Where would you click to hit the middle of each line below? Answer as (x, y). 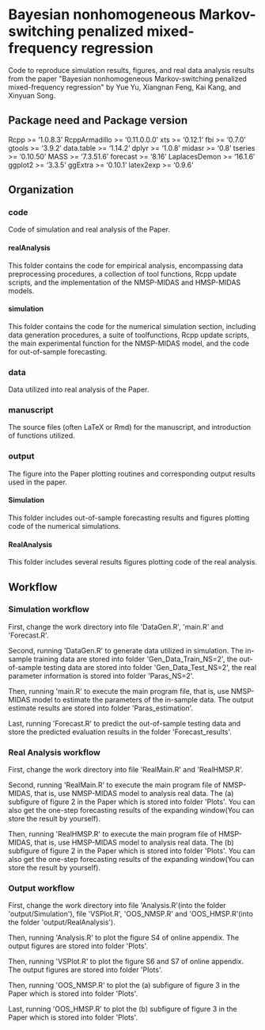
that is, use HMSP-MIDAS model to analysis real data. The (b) (134, 843)
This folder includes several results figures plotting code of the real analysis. (132, 562)
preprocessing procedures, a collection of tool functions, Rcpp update (123, 274)
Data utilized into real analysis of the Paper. (79, 389)
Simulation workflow (49, 610)
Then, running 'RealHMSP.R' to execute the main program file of (113, 834)
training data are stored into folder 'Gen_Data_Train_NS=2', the (136, 659)
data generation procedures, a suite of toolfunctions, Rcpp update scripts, (129, 335)
